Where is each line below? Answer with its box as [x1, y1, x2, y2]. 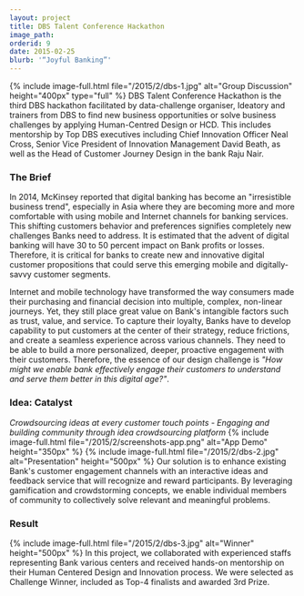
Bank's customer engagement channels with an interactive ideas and [9, 465, 269, 476]
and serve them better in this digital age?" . [9, 374, 170, 385]
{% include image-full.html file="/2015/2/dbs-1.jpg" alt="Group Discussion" [9, 81, 293, 91]
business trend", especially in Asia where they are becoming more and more [9, 201, 296, 212]
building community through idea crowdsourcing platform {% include [9, 427, 269, 438]
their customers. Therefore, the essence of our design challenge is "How [9, 354, 283, 365]
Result [9, 517, 39, 530]
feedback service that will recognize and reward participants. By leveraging [9, 475, 293, 486]
